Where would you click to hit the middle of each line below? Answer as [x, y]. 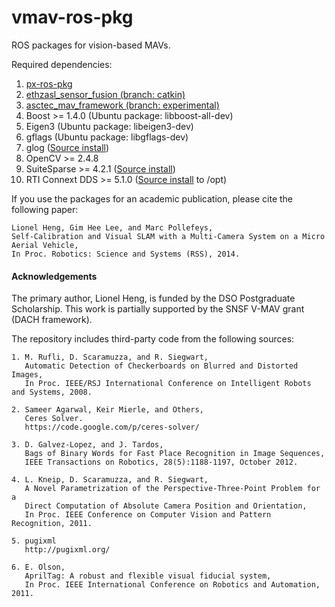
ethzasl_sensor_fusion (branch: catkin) [105, 94]
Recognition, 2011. [52, 524]
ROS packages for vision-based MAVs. [91, 45]
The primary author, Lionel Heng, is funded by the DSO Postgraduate [153, 298]
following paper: [45, 209]
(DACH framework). [52, 320]
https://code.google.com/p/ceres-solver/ [112, 427]
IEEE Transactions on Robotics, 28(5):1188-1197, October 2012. [161, 462]
